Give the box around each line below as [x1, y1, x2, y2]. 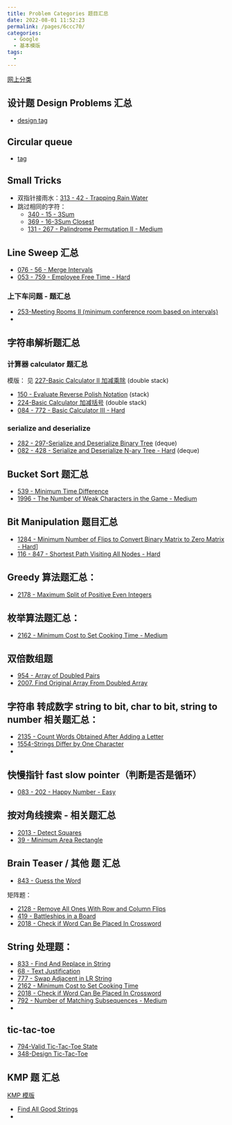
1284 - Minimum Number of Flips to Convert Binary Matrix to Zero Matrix [17, 534, 225, 543]
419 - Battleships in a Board [17, 912, 96, 920]
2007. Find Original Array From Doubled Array [17, 679, 148, 687]
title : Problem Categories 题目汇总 [7, 10, 109, 17]
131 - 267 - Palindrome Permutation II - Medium [27, 225, 163, 233]
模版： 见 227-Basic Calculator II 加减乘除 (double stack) [7, 376, 169, 384]
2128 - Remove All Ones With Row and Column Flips [17, 904, 166, 912]
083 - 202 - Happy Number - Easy [17, 787, 116, 796]
